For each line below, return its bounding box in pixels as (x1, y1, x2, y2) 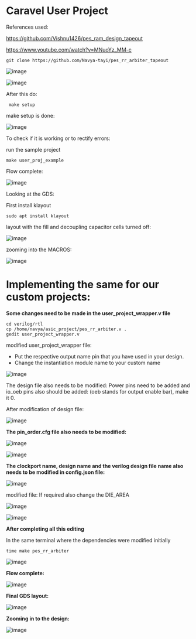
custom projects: (6, 291, 91, 304)
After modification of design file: (6, 405, 84, 412)
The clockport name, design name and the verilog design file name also (6, 462, 184, 469)
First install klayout (6, 201, 51, 209)
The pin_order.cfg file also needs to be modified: (6, 428, 127, 435)
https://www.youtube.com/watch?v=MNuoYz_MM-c (6, 46, 132, 53)
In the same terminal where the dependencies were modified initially (6, 537, 171, 544)
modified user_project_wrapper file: (6, 341, 92, 348)
